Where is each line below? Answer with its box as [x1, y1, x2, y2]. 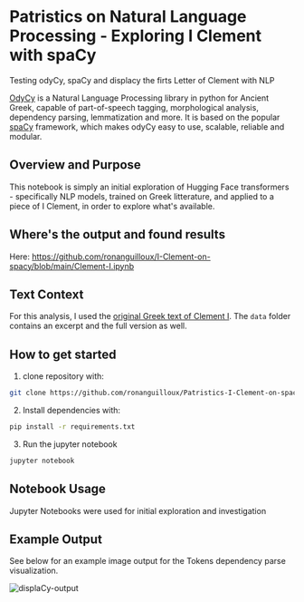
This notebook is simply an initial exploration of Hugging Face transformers [9, 181, 290, 192]
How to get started [9, 346, 117, 362]
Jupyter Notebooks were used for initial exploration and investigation [9, 505, 267, 516]
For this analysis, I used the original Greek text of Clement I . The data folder [9, 311, 291, 322]
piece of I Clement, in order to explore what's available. [9, 200, 215, 211]
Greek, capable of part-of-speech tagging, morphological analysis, [9, 102, 260, 112]
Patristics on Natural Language [9, 6, 247, 27]
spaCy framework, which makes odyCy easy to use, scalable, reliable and [9, 121, 285, 132]
